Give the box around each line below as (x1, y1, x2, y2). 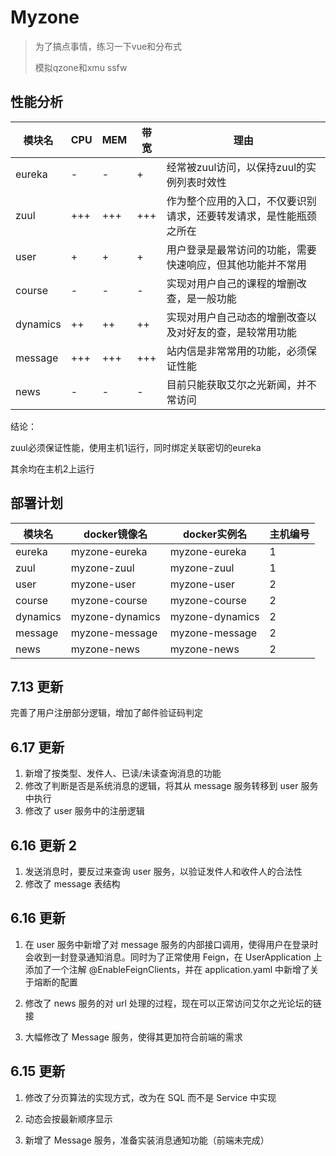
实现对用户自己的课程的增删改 (166, 276, 307, 290)
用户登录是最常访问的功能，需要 (166, 242, 317, 256)
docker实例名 (182, 527, 248, 541)
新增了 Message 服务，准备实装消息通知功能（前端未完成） (24, 1134, 270, 1146)
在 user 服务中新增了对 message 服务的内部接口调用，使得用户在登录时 (24, 938, 319, 950)
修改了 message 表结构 (24, 878, 121, 890)
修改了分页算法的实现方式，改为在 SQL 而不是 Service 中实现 (24, 1091, 277, 1103)
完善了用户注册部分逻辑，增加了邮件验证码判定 (10, 707, 203, 719)
